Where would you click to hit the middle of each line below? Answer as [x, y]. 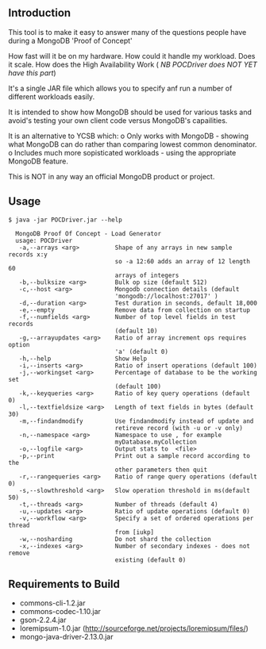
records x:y [28, 254]
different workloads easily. [52, 96]
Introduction [40, 13]
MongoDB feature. [39, 161]
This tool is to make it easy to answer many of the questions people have [127, 32]
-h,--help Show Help [83, 359]
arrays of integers [147, 275]
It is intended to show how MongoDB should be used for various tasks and [130, 112]
